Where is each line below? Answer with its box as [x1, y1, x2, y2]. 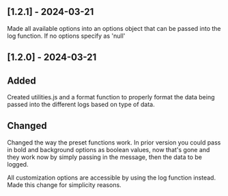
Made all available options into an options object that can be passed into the [7, 24, 221, 32]
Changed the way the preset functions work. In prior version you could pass [7, 138, 221, 147]
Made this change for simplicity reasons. [7, 180, 122, 188]
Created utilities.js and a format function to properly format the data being [7, 93, 215, 101]
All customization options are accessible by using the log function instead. [7, 173, 216, 182]
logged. [7, 160, 29, 168]
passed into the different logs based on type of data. [7, 100, 155, 109]
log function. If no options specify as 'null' [7, 32, 126, 40]
